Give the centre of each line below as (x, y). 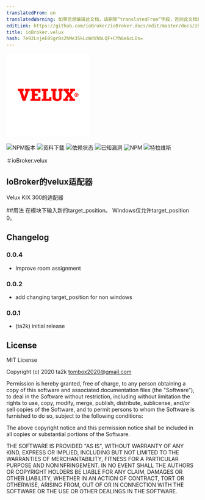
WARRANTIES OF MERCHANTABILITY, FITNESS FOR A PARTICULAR (92, 459)
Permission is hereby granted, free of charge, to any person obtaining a (96, 384)
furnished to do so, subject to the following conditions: (75, 416)
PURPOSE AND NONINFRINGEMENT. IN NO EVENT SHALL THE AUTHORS (100, 465)
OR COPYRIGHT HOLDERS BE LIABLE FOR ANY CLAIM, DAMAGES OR (95, 472)
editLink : (19, 26)
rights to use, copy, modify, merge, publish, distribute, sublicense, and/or (98, 403)
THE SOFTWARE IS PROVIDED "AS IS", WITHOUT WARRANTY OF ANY (95, 446)
